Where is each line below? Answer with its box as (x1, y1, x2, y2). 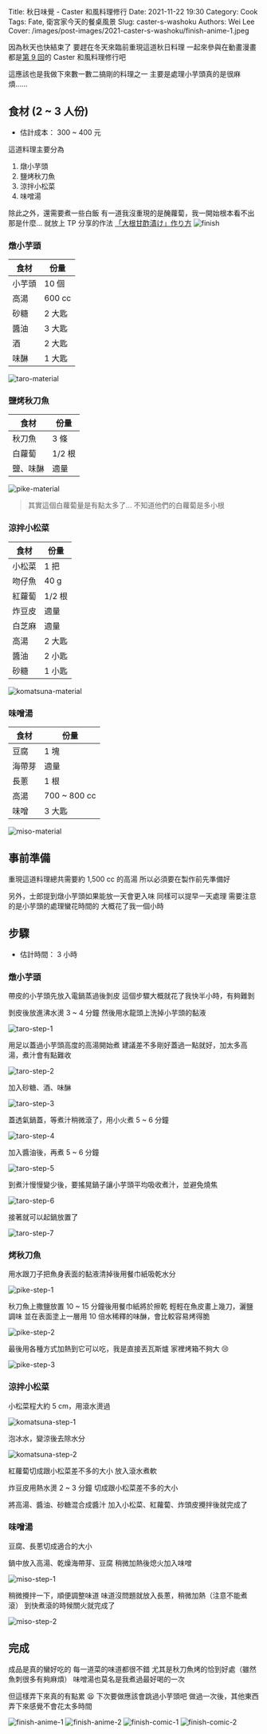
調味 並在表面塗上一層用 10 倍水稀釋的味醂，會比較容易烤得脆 (8, 1311, 210, 1322)
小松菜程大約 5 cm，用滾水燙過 (8, 1401, 111, 1410)
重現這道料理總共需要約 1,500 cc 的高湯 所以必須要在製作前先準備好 (8, 874, 231, 884)
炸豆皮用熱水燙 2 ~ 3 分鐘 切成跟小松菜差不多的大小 (8, 1483, 179, 1492)
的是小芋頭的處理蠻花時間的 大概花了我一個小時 (8, 900, 164, 911)
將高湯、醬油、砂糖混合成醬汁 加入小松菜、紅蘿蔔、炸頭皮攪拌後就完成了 (8, 1500, 248, 1509)
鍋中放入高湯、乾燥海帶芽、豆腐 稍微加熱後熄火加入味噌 (8, 1558, 192, 1567)
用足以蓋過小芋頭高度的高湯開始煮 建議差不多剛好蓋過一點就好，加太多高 (8, 1040, 248, 1050)
